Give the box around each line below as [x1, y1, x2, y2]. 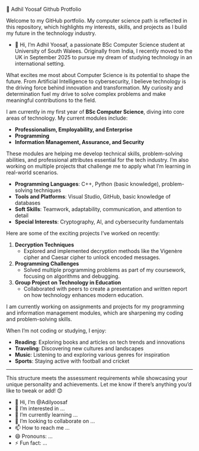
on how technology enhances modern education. [23, 292, 144, 299]
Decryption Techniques [14, 241, 74, 248]
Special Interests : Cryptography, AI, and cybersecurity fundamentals [14, 218, 184, 225]
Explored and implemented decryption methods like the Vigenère [23, 248, 182, 254]
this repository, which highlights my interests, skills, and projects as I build [6, 24, 187, 30]
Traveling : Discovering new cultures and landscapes [14, 345, 144, 352]
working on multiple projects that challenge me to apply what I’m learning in [6, 163, 191, 169]
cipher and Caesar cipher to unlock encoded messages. [23, 254, 161, 261]
